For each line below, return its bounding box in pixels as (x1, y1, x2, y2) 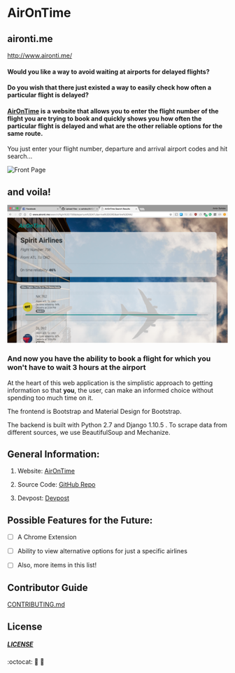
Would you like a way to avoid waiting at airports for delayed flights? (7, 67, 210, 76)
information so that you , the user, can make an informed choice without (7, 386, 213, 394)
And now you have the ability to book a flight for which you (7, 354, 211, 363)
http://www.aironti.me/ (7, 51, 72, 60)
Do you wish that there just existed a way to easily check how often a (7, 83, 212, 92)
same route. (7, 129, 43, 137)
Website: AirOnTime (17, 467, 76, 476)
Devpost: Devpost (17, 494, 70, 502)
